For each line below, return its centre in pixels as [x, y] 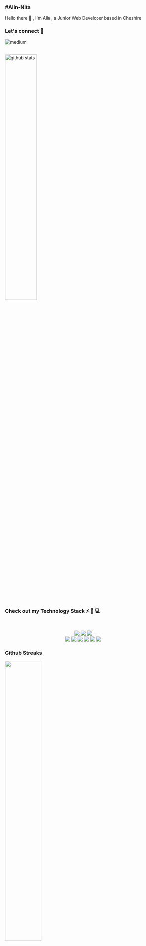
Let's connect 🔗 [24, 31]
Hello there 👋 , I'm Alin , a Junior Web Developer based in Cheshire [73, 18]
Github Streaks [24, 653]
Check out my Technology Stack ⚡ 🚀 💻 [53, 611]
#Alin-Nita [18, 7]
